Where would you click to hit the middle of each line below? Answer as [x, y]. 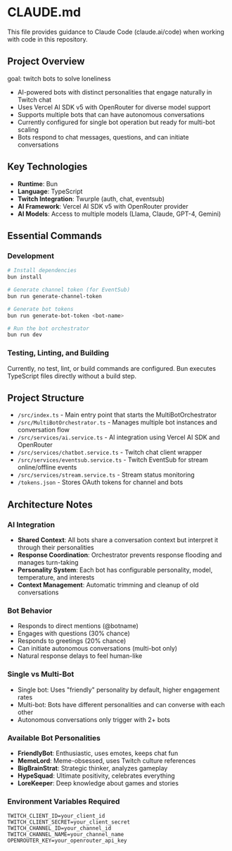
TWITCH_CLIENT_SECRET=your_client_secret [69, 822]
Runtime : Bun [38, 183]
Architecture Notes [50, 504]
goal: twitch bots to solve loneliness [59, 78]
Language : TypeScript [50, 191]
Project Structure [46, 398]
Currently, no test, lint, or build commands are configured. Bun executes [112, 368]
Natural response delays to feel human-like [80, 656]
